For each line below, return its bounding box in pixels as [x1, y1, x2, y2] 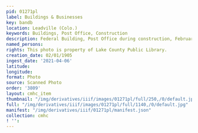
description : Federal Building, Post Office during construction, [6, 36, 173, 42]
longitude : [6, 69, 33, 75]
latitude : [6, 63, 31, 69]
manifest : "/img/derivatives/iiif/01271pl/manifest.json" [6, 107, 151, 113]
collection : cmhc [6, 112, 49, 118]
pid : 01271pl [6, 8, 38, 15]
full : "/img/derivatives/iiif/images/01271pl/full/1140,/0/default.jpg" [6, 101, 189, 108]
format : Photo [6, 74, 41, 80]
